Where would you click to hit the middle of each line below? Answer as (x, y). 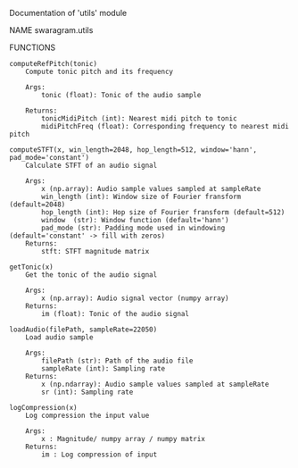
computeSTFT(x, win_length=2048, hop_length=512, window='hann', (133, 150)
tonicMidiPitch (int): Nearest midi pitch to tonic (140, 119)
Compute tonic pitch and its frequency (99, 71)
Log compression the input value (87, 415)
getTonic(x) (31, 267)
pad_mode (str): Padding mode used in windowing (133, 228)
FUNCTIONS (33, 47)
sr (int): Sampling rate (87, 392)
